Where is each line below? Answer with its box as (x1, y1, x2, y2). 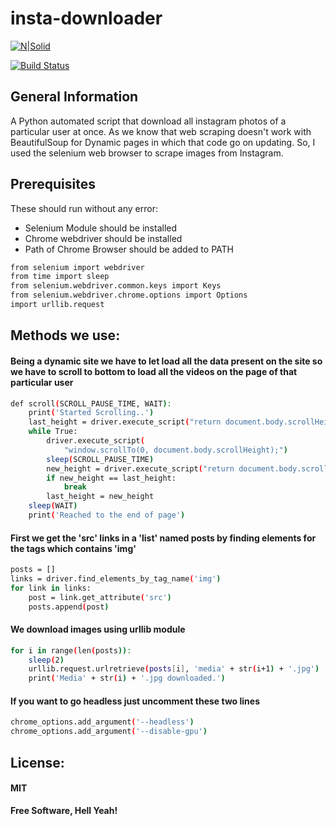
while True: (28, 427, 78, 437)
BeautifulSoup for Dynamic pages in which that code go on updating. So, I (10, 136, 316, 148)
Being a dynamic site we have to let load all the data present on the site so (10, 355, 323, 367)
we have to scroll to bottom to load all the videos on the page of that (10, 365, 298, 377)
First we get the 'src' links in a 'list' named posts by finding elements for (10, 532, 317, 544)
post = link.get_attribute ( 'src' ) (28, 592, 172, 602)
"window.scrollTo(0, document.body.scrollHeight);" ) (63, 445, 288, 455)
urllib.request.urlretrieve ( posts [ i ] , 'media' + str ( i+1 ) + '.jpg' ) (28, 664, 320, 674)
